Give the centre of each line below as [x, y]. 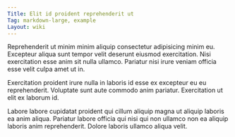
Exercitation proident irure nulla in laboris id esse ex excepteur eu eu [107, 83]
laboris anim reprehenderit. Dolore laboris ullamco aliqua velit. [97, 126]
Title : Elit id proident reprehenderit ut [71, 14]
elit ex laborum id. [33, 98]
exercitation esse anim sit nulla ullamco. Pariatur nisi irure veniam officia [112, 62]
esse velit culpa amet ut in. [46, 69]
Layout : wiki [26, 27]
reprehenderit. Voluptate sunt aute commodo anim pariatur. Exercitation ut [115, 90]
